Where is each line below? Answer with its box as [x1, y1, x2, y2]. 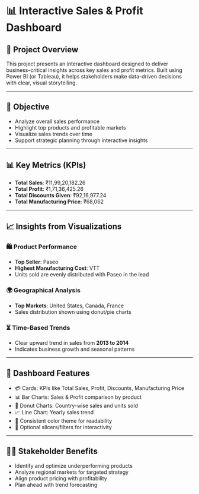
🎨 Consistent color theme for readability [14, 417, 113, 424]
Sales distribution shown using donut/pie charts [14, 308, 131, 315]
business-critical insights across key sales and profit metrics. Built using [6, 67, 182, 74]
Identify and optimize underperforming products [14, 462, 133, 469]
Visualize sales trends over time [14, 130, 93, 137]
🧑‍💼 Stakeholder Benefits [6, 446, 98, 457]
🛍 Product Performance [6, 243, 77, 251]
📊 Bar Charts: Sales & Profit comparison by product [14, 393, 142, 401]
